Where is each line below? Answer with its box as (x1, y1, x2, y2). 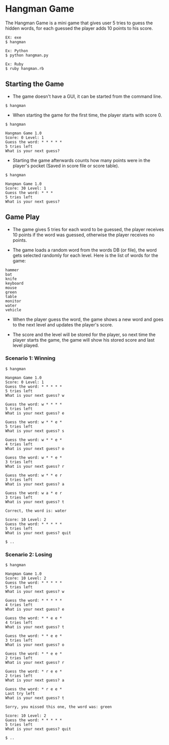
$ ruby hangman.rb (5, 66, 44, 71)
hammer (5, 267, 19, 273)
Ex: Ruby (5, 61, 24, 66)
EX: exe (5, 35, 22, 40)
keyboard (5, 281, 24, 286)
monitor (5, 299, 22, 304)
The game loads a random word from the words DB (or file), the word (12, 247, 157, 253)
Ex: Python (5, 48, 28, 53)
